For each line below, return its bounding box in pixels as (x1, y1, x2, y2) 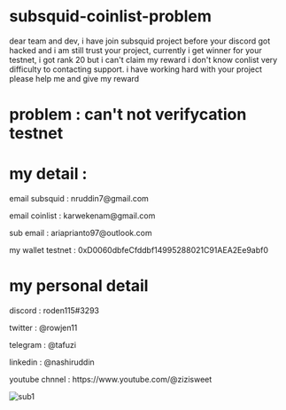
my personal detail (9, 276, 149, 296)
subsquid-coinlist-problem (9, 6, 213, 27)
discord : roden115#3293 (9, 305, 100, 316)
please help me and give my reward (9, 73, 140, 83)
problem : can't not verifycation (9, 105, 247, 125)
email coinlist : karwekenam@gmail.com (9, 210, 156, 221)
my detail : (9, 164, 88, 184)
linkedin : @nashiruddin (9, 357, 95, 367)
